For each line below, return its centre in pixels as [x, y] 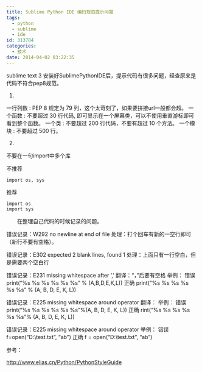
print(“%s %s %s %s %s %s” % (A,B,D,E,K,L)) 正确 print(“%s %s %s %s [98, 283]
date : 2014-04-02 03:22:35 [40, 57]
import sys [20, 209]
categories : [21, 46]
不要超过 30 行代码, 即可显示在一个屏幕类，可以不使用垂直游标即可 [110, 115]
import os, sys [26, 180]
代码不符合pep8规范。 [34, 83]
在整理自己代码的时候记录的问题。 [59, 221]
